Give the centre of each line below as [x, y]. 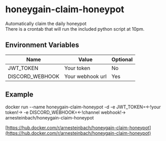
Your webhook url [86, 76]
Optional [122, 59]
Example [19, 95]
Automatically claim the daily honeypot [46, 24]
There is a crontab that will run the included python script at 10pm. [75, 29]
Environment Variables [42, 45]
